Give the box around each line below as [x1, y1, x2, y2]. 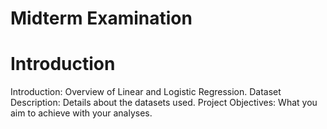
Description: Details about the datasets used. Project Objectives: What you [10, 97, 318, 109]
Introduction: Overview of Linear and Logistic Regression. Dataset [10, 86, 282, 98]
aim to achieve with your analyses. [10, 107, 153, 119]
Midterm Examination [10, 7, 193, 30]
